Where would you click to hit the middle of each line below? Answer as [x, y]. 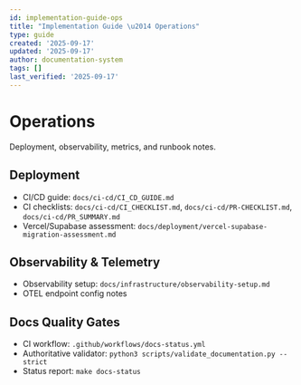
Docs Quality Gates [65, 322]
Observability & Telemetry [85, 262]
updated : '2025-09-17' [52, 52]
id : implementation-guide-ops [66, 18]
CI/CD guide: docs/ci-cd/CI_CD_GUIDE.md [98, 197]
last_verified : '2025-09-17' [64, 77]
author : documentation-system [66, 60]
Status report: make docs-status [82, 371]
